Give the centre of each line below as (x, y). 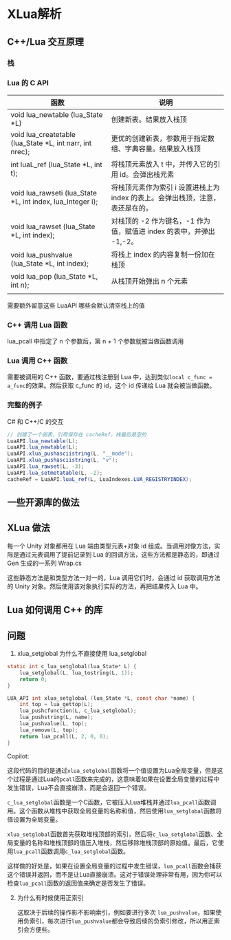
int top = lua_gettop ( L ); (57, 705)
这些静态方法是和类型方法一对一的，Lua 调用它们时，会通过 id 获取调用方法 (114, 577)
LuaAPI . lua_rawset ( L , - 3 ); (46, 467)
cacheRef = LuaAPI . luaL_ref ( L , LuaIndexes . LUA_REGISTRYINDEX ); (100, 479)
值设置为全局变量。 (34, 819)
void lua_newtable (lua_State (57, 114)
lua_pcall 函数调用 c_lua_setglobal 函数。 (71, 851)
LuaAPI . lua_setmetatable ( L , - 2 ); (55, 473)
